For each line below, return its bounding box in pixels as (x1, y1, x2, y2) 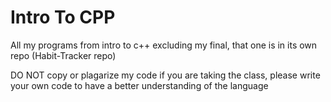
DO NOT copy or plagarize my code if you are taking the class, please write (10, 69, 321, 81)
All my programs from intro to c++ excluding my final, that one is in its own (10, 39, 318, 51)
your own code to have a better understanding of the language (10, 79, 269, 91)
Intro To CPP (10, 6, 116, 29)
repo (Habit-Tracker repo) (10, 49, 117, 61)
